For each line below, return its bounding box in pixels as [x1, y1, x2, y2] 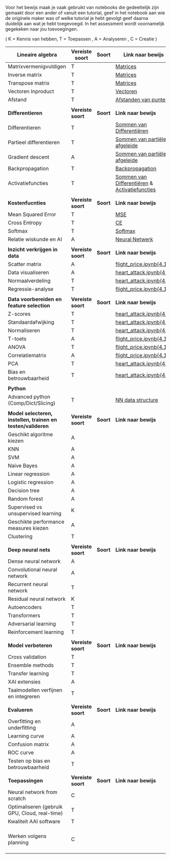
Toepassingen [8, 777, 43, 784]
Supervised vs [8, 503, 42, 511]
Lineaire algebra [17, 51, 58, 58]
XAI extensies [8, 678, 41, 685]
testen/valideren [8, 423, 49, 429]
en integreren [8, 693, 40, 700]
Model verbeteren [8, 642, 52, 649]
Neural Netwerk [115, 236, 154, 243]
